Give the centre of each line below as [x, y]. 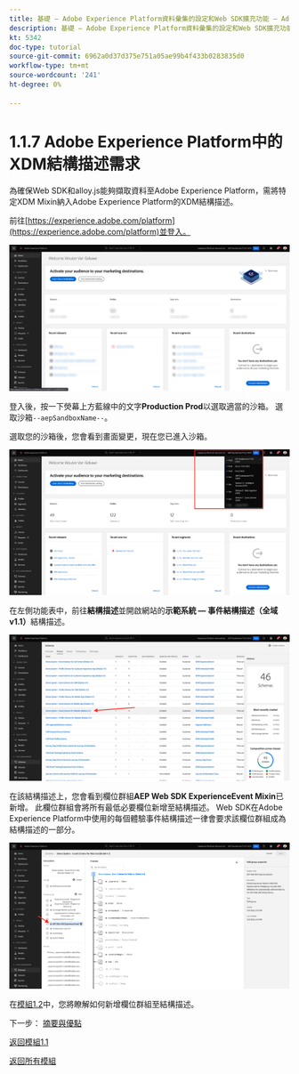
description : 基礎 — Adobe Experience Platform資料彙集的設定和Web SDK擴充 [145, 28]
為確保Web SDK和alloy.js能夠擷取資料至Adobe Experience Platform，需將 [144, 190]
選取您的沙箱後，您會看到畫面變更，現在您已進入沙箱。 [110, 436]
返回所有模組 [32, 1061]
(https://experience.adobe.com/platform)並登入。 [100, 231]
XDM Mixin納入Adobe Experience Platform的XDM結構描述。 [127, 201]
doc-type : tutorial [45, 47]
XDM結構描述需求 [75, 164]
